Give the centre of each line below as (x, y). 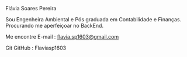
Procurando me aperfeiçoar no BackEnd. (54, 26)
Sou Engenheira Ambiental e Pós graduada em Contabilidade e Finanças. (93, 19)
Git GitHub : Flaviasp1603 (36, 48)
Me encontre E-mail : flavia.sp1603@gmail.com (62, 37)
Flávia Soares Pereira (31, 8)
